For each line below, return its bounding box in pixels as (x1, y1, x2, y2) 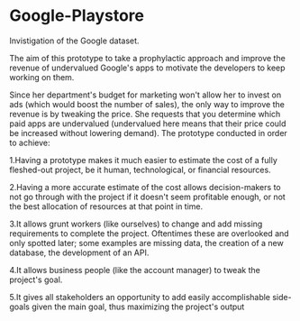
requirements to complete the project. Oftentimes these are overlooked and (9, 227, 290, 239)
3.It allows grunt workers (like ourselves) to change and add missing (9, 218, 263, 229)
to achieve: (9, 137, 50, 148)
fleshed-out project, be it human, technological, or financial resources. (9, 164, 272, 175)
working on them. (9, 71, 75, 82)
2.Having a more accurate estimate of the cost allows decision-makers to (9, 181, 281, 192)
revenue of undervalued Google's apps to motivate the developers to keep (9, 62, 286, 73)
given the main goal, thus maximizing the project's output (31, 301, 245, 312)
